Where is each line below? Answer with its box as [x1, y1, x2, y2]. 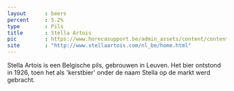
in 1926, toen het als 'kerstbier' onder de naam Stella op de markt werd [7, 68, 210, 77]
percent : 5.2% [7, 17, 64, 23]
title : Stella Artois [7, 29, 92, 37]
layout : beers [7, 10, 68, 17]
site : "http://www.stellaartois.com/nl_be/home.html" [7, 42, 192, 49]
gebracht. [7, 76, 36, 83]
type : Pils [7, 23, 64, 30]
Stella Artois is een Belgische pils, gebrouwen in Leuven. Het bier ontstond [7, 61, 221, 69]
